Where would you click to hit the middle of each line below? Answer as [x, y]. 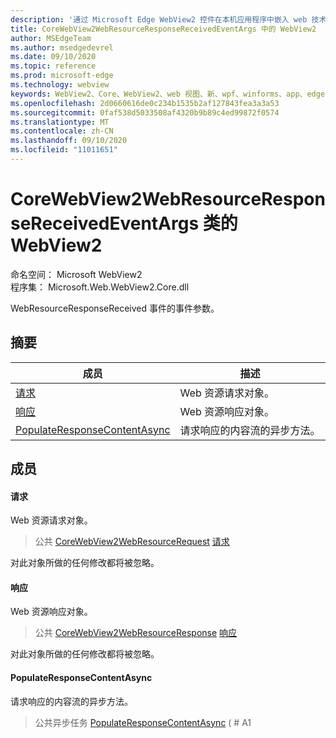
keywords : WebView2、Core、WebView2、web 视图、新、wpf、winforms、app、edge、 [171, 94]
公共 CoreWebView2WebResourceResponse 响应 [136, 633]
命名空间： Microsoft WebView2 [76, 274]
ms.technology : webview [60, 85]
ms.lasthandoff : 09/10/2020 [69, 141]
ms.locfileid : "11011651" [64, 150]
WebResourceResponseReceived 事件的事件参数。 [115, 308]
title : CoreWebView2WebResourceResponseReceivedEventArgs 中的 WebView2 [163, 29]
